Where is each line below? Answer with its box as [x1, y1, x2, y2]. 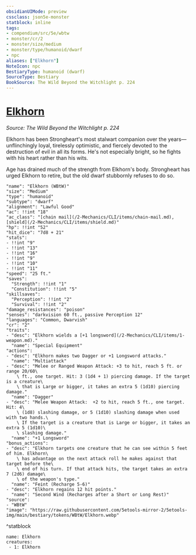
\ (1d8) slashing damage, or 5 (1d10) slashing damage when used [16, 409, 180, 415]
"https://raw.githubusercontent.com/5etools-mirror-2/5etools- [29, 507, 188, 513]
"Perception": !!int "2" [11, 296, 72, 302]
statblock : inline [6, 19, 51, 25]
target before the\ [6, 460, 54, 467]
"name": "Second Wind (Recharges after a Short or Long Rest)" [11, 492, 169, 497]
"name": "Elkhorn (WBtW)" [6, 183, 69, 189]
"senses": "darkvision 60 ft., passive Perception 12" [6, 312, 143, 318]
